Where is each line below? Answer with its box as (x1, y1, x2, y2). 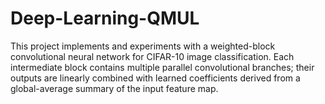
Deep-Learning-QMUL (10, 7, 200, 30)
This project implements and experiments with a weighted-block (10, 40, 276, 52)
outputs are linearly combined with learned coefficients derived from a (10, 72, 301, 84)
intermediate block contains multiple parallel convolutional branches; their (10, 61, 315, 73)
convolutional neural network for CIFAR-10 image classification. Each (10, 50, 295, 62)
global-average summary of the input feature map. (10, 82, 219, 94)
